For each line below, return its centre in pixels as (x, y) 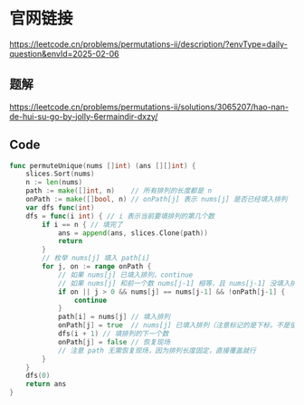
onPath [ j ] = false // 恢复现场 (114, 342)
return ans (46, 384)
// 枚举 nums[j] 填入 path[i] (96, 259)
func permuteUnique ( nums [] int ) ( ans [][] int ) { (103, 165)
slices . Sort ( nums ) (60, 174)
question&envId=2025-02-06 (64, 53)
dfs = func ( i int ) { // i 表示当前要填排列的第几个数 (120, 216)
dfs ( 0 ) (38, 376)
